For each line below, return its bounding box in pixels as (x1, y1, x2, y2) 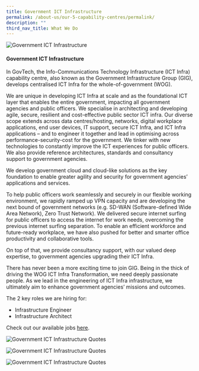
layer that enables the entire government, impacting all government (6, 99, 171, 106)
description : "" (6, 20, 46, 26)
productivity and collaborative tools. (6, 235, 94, 242)
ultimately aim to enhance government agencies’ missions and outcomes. (6, 283, 185, 291)
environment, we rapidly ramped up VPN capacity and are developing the (6, 197, 185, 205)
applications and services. (6, 179, 70, 187)
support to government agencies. (6, 156, 88, 163)
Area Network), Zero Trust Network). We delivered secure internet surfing (6, 210, 187, 217)
